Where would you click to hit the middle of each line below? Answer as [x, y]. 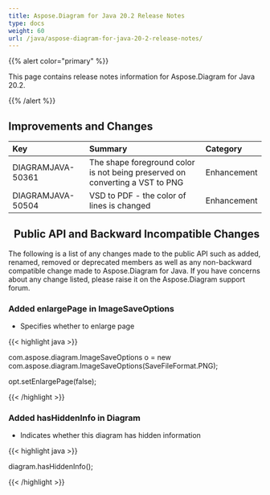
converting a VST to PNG [136, 183]
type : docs [27, 23]
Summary [108, 149]
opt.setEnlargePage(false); [53, 382]
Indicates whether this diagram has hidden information [110, 435]
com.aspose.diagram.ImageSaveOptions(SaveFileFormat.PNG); [113, 366]
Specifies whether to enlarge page [77, 326]
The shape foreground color [142, 163]
